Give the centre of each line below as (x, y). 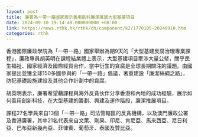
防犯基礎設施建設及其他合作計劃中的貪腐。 (58, 81)
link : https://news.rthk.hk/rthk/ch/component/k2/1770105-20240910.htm (96, 28)
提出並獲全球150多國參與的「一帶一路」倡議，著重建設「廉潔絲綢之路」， (99, 73)
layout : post (22, 12)
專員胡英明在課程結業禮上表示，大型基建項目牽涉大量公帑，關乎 (107, 58)
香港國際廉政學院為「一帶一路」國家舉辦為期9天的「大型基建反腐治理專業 (96, 51)
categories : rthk (27, 34)
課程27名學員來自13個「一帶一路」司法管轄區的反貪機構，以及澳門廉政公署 (97, 113)
